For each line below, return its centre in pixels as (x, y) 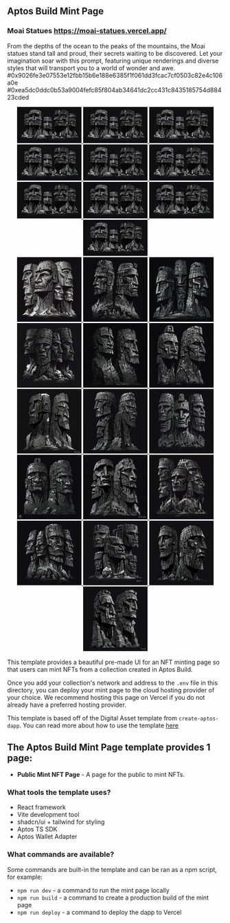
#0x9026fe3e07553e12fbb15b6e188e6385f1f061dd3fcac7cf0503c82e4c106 (115, 75)
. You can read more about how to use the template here (99, 725)
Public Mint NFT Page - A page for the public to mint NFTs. (101, 775)
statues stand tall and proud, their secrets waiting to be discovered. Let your (115, 53)
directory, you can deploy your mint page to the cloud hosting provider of (111, 690)
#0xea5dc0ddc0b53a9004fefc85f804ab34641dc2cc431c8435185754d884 (114, 90)
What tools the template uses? (59, 792)
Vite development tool (48, 815)
